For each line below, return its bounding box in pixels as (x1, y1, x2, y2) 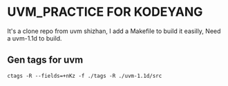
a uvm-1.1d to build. (7, 34, 62, 42)
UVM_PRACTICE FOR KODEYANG (7, 4, 203, 20)
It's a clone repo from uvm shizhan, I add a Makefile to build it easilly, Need (7, 27, 221, 35)
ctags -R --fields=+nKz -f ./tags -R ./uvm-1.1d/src (7, 72, 162, 79)
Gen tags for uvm (7, 54, 84, 66)
